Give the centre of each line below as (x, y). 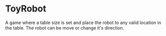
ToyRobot (26, 9)
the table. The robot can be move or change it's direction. (65, 27)
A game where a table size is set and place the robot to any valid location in (83, 22)
